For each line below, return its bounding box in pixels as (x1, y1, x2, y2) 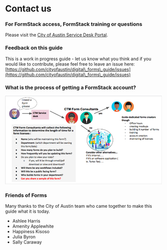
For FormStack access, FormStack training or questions (5, 21, 143, 28)
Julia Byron (12, 234, 36, 240)
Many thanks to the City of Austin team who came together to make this (5, 203, 153, 209)
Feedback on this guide (5, 44, 63, 51)
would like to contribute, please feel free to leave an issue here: (5, 61, 135, 67)
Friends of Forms (5, 192, 47, 199)
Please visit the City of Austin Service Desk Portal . (5, 32, 108, 38)
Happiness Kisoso (12, 229, 50, 235)
